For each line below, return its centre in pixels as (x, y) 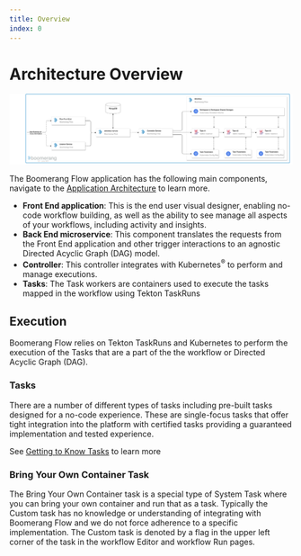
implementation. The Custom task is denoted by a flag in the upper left (140, 533)
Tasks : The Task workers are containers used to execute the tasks (146, 283)
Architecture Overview (96, 74)
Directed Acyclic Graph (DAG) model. (91, 253)
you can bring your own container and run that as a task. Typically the (138, 504)
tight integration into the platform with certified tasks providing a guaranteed (150, 424)
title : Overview (40, 19)
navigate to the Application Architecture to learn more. (110, 188)
